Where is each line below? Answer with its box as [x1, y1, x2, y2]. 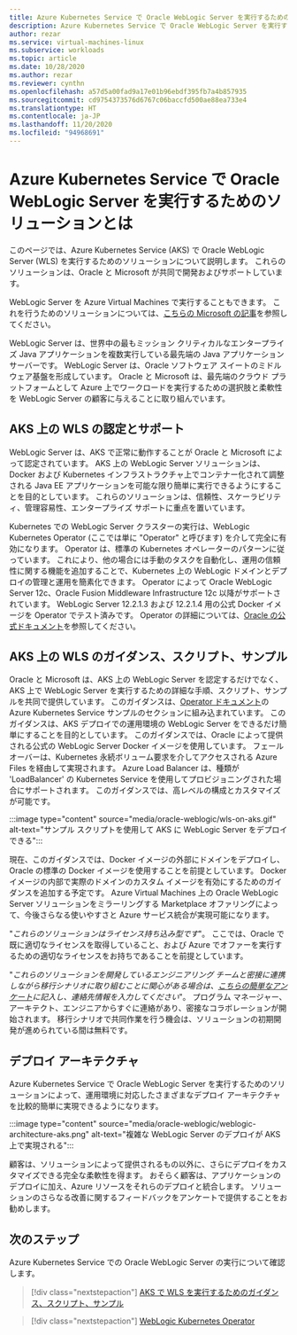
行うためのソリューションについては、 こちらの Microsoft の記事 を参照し [24, 308, 288, 318]
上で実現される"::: [9, 1140, 74, 1151]
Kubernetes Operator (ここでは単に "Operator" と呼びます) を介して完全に [9, 532, 279, 543]
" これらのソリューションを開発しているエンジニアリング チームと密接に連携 [9, 970, 286, 980]
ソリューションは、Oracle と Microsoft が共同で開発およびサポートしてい [9, 267, 276, 277]
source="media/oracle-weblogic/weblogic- [98, 1119, 256, 1129]
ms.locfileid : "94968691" [9, 129, 104, 137]
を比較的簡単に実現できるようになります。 [9, 1101, 164, 1112]
